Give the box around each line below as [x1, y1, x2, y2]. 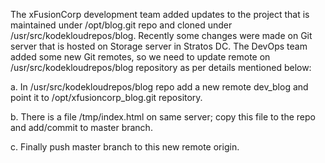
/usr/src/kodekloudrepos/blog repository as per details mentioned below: [10, 62, 312, 73]
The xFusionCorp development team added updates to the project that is [10, 9, 310, 20]
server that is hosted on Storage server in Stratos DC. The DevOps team [10, 40, 308, 52]
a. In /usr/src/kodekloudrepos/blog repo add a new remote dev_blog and [10, 81, 309, 93]
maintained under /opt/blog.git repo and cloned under [10, 19, 233, 31]
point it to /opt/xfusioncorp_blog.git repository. [10, 92, 203, 103]
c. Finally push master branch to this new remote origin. [10, 141, 240, 153]
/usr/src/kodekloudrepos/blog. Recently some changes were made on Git [10, 30, 313, 41]
